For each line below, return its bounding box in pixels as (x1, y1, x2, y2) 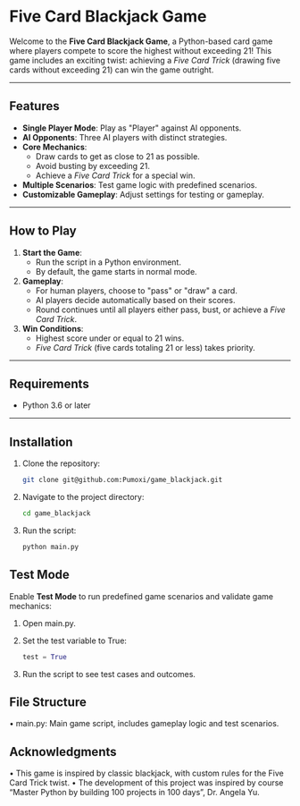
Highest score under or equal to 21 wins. (35, 333, 185, 344)
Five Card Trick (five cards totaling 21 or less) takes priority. (35, 342, 256, 352)
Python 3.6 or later (21, 400, 91, 411)
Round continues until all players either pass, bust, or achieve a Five (35, 304, 286, 315)
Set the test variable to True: (21, 635, 128, 646)
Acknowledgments (9, 744, 118, 759)
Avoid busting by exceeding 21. (35, 160, 150, 171)
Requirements (9, 376, 89, 391)
